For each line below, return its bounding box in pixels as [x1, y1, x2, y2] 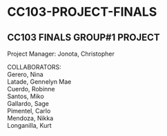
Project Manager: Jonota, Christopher [7, 49, 115, 58]
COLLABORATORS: [7, 63, 62, 71]
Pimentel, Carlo [7, 107, 51, 115]
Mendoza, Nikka [7, 114, 54, 122]
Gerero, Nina [7, 70, 43, 78]
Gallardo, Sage [7, 100, 50, 107]
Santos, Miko [7, 92, 45, 100]
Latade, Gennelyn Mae [7, 78, 72, 86]
